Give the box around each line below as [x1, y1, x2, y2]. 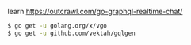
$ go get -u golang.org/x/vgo [7, 22, 108, 30]
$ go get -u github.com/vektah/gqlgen [7, 29, 136, 37]
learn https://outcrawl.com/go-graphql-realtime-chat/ [7, 7, 183, 16]
